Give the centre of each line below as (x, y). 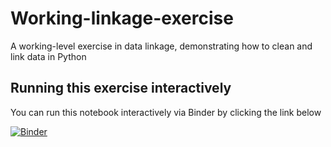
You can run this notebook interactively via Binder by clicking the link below (166, 112)
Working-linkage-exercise (122, 18)
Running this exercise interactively (121, 88)
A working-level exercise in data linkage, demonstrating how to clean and (161, 46)
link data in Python (48, 56)
